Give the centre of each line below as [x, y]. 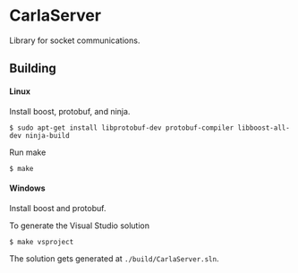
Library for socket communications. [75, 40]
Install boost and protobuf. [58, 208]
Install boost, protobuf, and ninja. [70, 111]
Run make [28, 152]
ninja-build [47, 135]
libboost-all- [264, 128]
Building [33, 68]
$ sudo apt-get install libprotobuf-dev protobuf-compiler [122, 128]
